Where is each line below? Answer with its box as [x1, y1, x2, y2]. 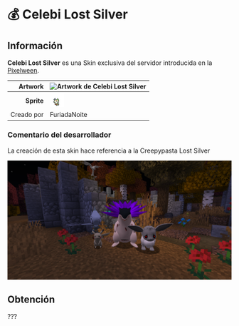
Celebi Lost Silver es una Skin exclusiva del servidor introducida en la [7, 58, 213, 67]
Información [7, 39, 63, 51]
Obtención [7, 293, 55, 305]
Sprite [25, 96, 44, 105]
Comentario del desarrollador [7, 130, 112, 140]
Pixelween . [7, 66, 40, 74]
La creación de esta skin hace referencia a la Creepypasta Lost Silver [7, 146, 211, 155]
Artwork [18, 82, 44, 91]
